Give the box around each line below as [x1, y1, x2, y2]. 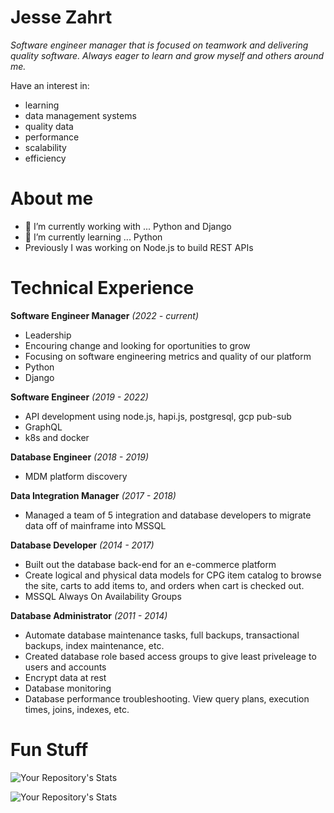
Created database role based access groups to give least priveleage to [24, 650, 317, 662]
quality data [24, 120, 74, 132]
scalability [24, 141, 67, 153]
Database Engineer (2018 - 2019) [10, 451, 150, 463]
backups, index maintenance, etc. [24, 639, 165, 651]
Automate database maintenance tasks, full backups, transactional [24, 629, 300, 641]
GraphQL [24, 421, 63, 433]
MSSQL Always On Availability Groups [24, 590, 182, 602]
